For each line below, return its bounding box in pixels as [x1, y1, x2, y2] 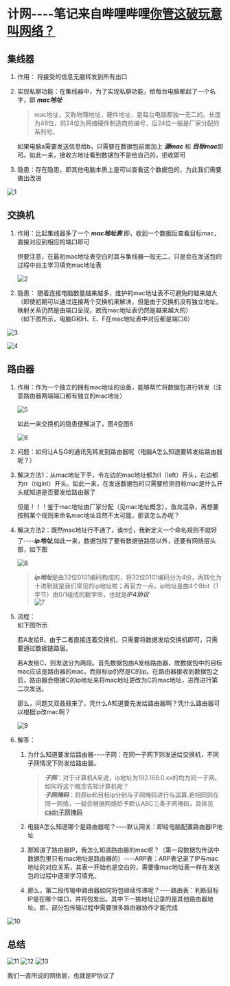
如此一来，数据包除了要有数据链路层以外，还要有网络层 [54, 536, 211, 544]
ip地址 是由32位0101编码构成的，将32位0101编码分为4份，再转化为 [34, 572, 222, 581]
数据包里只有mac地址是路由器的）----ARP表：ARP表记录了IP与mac [27, 854, 218, 862]
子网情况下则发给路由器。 [27, 758, 100, 767]
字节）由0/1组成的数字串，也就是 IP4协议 [34, 590, 149, 599]
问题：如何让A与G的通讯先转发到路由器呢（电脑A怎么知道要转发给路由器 [16, 447, 223, 456]
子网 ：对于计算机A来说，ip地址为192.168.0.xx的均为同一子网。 [44, 773, 221, 782]
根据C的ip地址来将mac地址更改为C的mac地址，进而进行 [53, 676, 212, 684]
